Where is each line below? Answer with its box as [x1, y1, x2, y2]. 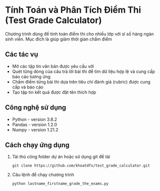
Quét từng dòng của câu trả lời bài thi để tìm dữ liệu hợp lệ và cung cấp [12, 68, 155, 74]
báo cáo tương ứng [12, 73, 51, 80]
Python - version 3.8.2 [12, 116, 58, 122]
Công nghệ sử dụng [5, 104, 66, 112]
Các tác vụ [5, 50, 39, 59]
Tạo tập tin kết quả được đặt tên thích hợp [12, 89, 97, 95]
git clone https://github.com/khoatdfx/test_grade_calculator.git [12, 163, 150, 168]
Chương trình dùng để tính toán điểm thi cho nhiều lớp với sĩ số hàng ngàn [5, 31, 154, 37]
